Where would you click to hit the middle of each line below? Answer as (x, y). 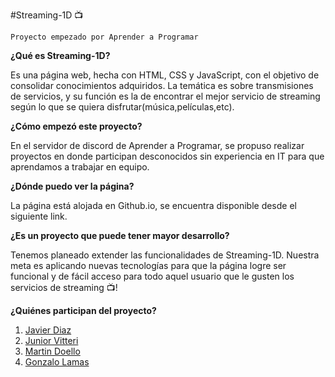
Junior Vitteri (51, 340)
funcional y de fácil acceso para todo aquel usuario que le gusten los (152, 276)
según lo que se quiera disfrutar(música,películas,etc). (122, 107)
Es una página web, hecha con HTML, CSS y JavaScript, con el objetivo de (165, 75)
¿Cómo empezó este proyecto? (76, 126)
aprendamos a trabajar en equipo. (80, 167)
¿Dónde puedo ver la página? (72, 186)
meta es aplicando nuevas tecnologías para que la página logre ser (148, 265)
